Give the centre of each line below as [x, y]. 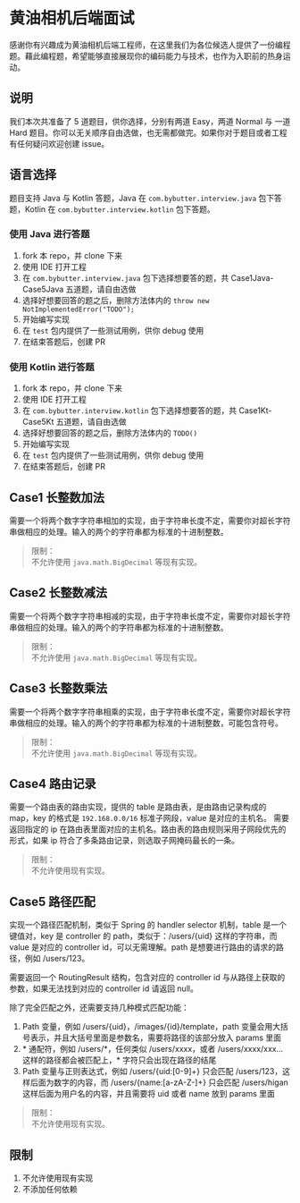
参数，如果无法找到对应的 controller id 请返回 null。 [104, 988]
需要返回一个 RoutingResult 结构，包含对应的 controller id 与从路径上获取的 [147, 978]
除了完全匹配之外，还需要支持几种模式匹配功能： [99, 1008]
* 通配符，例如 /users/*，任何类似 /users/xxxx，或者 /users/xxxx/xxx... [153, 1049]
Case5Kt [38, 422]
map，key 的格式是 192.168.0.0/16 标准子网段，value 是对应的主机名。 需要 [150, 818]
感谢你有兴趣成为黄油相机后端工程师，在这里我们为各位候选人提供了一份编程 [150, 45]
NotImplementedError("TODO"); [79, 309]
